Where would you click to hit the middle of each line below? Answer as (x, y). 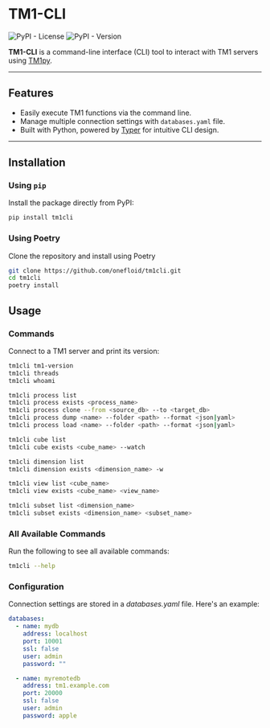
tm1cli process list (43, 395)
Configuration (36, 586)
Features (31, 93)
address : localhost (55, 634)
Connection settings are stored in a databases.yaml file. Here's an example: (134, 604)
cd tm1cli (25, 278)
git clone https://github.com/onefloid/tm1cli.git (95, 270)
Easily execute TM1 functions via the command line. (106, 113)
